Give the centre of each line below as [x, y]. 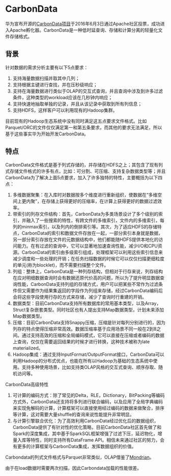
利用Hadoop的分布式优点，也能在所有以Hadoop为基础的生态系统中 [83, 361]
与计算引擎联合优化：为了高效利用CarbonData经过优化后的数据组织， [85, 421]
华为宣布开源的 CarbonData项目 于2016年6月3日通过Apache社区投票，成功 [83, 23]
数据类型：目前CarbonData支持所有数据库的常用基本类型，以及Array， [87, 303]
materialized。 [28, 348]
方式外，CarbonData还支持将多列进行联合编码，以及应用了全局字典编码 [88, 401]
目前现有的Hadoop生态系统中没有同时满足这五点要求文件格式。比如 [76, 121]
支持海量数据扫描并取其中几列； [46, 78]
